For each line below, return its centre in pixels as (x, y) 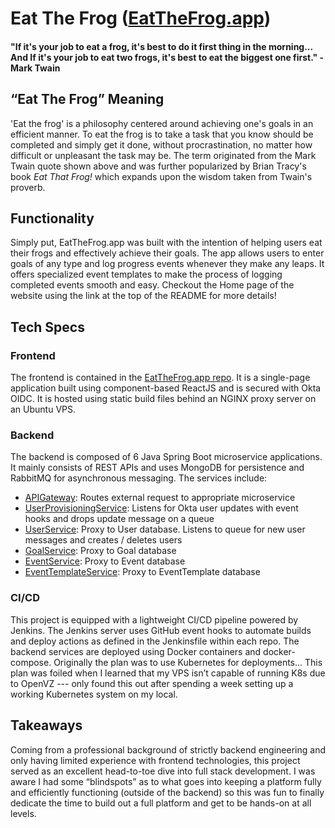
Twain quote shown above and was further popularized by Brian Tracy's (158, 166)
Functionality (52, 218)
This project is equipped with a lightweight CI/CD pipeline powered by (154, 619)
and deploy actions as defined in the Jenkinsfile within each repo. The (155, 641)
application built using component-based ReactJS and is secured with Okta (166, 388)
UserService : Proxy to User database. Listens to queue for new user (165, 529)
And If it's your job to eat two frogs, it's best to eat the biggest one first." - (167, 57)
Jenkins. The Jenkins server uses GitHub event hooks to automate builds (161, 630)
